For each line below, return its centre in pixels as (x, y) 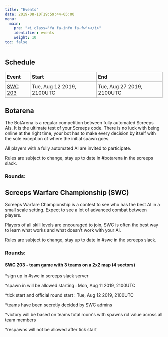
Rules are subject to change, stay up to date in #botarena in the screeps (79, 158)
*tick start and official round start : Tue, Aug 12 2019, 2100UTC (69, 295)
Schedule (20, 63)
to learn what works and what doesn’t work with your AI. (63, 230)
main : (15, 24)
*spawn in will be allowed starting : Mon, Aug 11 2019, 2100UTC (70, 286)
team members (21, 320)
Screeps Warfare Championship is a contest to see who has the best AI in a (83, 205)
